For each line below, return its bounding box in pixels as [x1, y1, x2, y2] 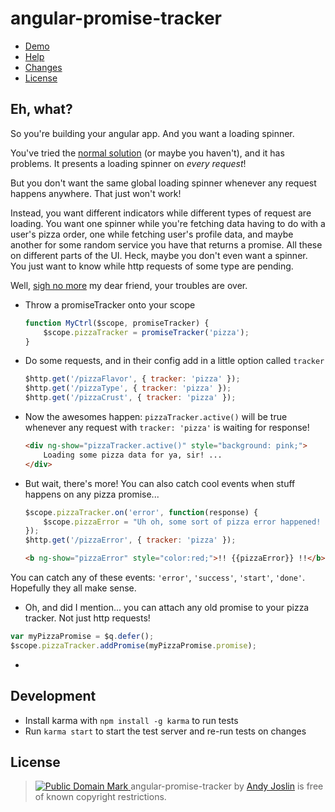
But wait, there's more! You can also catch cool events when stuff [24, 477, 296, 489]
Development [10, 688, 97, 705]
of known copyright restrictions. [34, 791, 167, 803]
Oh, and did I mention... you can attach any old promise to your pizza [24, 602, 310, 613]
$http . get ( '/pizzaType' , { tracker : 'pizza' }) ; [24, 383, 232, 394]
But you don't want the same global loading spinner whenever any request [10, 177, 317, 189]
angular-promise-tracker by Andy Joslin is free [130, 780, 324, 792]
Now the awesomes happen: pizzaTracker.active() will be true [24, 411, 288, 422]
